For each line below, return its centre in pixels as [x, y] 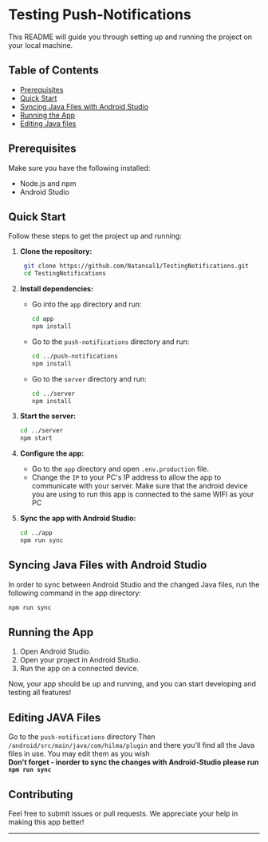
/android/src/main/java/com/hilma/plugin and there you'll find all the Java [132, 745]
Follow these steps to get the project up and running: [95, 236]
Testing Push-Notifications [100, 15]
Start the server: [48, 416]
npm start [36, 438]
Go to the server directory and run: [89, 379]
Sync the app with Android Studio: [78, 518]
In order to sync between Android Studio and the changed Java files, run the [134, 584]
